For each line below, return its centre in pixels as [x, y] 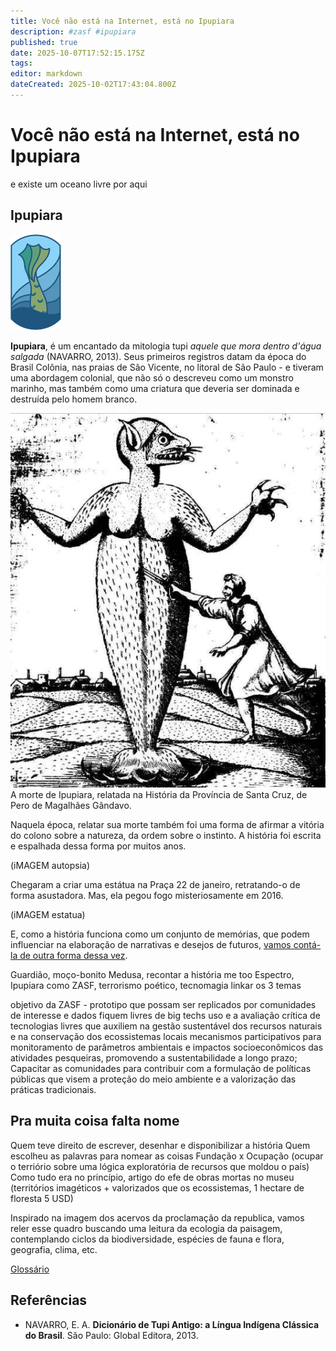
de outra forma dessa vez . [73, 955]
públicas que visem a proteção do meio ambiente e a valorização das [153, 1079]
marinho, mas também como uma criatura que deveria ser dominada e [155, 388]
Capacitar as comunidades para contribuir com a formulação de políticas [161, 1068]
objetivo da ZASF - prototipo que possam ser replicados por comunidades [163, 1004]
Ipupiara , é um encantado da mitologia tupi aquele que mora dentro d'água [166, 346]
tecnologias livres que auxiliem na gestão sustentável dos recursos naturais [166, 1026]
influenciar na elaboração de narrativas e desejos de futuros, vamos [151, 944]
